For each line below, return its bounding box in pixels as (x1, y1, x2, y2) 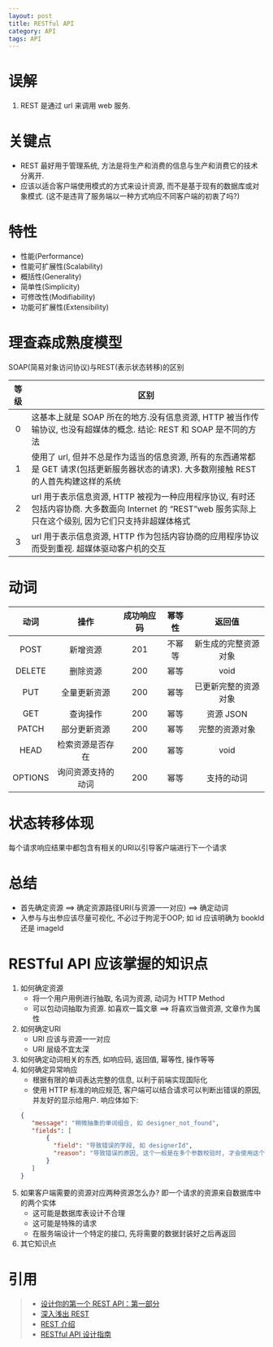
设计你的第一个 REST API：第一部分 (40, 1298, 160, 1308)
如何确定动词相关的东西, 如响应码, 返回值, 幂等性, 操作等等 (19, 1054, 215, 1064)
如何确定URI (19, 1024, 61, 1033)
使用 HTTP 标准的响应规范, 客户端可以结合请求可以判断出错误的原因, (32, 1085, 262, 1095)
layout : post (8, 11, 53, 20)
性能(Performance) (19, 252, 84, 261)
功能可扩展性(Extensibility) (19, 302, 110, 312)
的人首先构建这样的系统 (31, 476, 122, 487)
